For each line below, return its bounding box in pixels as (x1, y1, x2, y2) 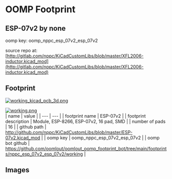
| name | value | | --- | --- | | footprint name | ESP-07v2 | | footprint (5, 113, 146, 119)
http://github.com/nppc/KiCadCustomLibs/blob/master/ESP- (5, 129, 133, 135)
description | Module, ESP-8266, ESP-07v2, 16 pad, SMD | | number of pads (5, 118, 166, 124)
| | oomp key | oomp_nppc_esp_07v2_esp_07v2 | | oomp (41, 135, 160, 141)
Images (5, 166, 30, 174)
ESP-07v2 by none (5, 24, 66, 33)
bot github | (5, 140, 30, 146)
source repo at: (5, 48, 37, 53)
